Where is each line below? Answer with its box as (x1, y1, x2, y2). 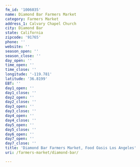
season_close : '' (5, 53, 41, 58)
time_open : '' (5, 62, 35, 67)
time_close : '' (5, 67, 37, 72)
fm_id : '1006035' (5, 7, 41, 12)
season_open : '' (5, 49, 39, 54)
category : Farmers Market (5, 16, 59, 21)
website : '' (5, 44, 30, 49)
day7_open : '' (5, 136, 35, 141)
